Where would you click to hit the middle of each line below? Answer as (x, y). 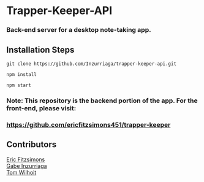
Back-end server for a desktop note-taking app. (79, 30)
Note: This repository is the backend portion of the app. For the (102, 100)
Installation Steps (40, 50)
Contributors (32, 145)
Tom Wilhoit (21, 172)
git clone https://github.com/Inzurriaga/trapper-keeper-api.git (91, 64)
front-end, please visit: (41, 108)
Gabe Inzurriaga (27, 165)
